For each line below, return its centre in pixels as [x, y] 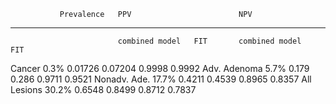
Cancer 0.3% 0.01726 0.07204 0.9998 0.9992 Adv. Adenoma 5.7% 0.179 [160, 68]
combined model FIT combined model [209, 41]
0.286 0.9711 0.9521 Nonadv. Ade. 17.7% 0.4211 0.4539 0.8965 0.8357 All [161, 79]
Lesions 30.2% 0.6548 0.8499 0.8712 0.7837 [103, 89]
